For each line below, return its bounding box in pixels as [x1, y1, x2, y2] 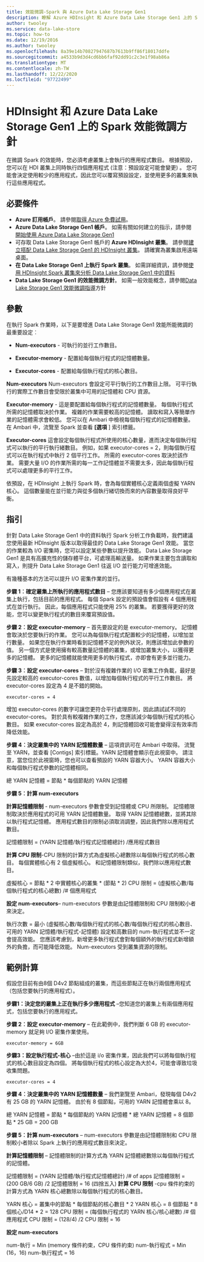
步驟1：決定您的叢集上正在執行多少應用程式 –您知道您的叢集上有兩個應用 [6, 1000, 188, 1008]
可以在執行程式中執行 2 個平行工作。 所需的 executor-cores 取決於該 [11, 451, 183, 459]
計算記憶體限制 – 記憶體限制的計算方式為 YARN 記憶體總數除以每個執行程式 [6, 1152, 194, 1159]
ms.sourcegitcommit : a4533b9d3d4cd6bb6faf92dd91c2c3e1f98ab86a [6, 54, 170, 60]
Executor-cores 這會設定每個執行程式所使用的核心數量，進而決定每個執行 [6, 436, 192, 443]
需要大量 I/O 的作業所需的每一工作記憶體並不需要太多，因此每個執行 [18, 459, 189, 466]
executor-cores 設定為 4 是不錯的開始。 [6, 681, 106, 689]
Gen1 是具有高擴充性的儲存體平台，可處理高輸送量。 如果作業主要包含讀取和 [6, 554, 197, 562]
